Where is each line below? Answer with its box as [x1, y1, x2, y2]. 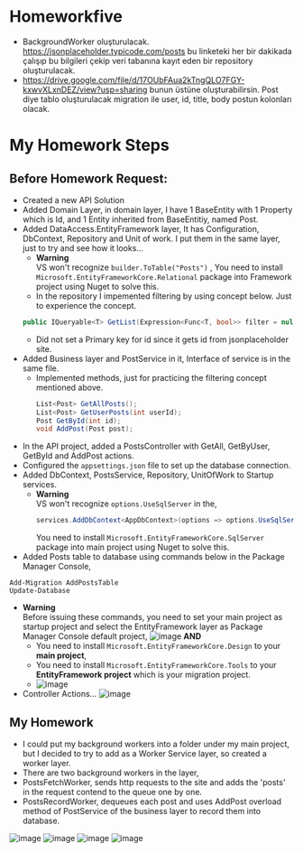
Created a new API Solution [22, 194, 124, 205]
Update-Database [9, 587, 70, 596]
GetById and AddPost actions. [22, 450, 134, 461]
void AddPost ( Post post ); [35, 424, 133, 434]
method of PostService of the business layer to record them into [22, 806, 262, 816]
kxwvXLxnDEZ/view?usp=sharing [22, 84, 148, 95]
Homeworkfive [9, 6, 124, 27]
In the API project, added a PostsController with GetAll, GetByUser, [22, 440, 271, 452]
